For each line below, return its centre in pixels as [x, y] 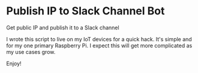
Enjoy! [14, 63]
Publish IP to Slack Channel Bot [85, 11]
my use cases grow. [31, 51]
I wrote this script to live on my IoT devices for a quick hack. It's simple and [99, 39]
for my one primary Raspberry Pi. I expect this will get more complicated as [99, 45]
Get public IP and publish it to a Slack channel [63, 28]
